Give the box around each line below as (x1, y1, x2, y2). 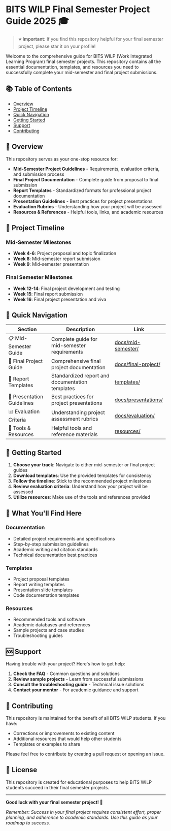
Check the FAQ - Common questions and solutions (13, 670, 120, 677)
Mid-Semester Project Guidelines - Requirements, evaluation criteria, (13, 166, 160, 172)
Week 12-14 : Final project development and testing (13, 285, 120, 292)
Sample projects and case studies (13, 627, 84, 633)
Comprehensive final (51, 358, 101, 365)
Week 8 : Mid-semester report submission (13, 255, 100, 262)
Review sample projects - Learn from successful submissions (13, 676, 144, 682)
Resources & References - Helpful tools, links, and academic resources (13, 209, 164, 215)
